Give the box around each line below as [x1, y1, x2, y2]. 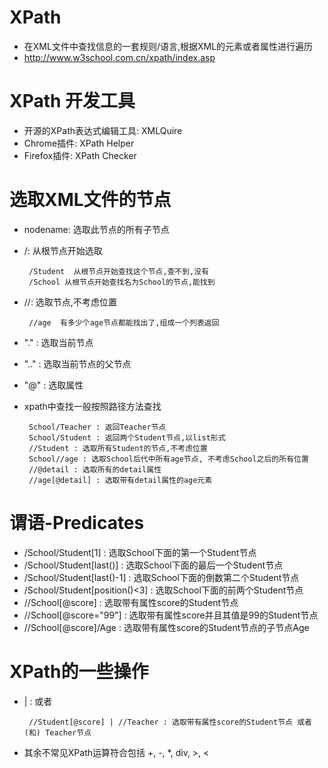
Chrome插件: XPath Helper [23, 137, 135, 149]
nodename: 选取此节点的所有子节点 [23, 223, 170, 235]
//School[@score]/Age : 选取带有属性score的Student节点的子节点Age [23, 621, 310, 633]
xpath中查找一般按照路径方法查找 [23, 400, 162, 412]
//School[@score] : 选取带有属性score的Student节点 [23, 596, 239, 608]
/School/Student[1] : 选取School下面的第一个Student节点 [23, 546, 257, 558]
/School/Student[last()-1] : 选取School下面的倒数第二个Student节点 [23, 571, 300, 583]
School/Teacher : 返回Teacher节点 [28, 422, 167, 432]
